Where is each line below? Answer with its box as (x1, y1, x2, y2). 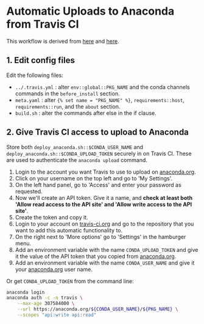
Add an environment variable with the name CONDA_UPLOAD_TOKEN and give (15, 246, 199, 253)
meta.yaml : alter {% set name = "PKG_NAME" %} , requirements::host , (15, 96, 185, 103)
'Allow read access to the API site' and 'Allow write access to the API (15, 201, 192, 208)
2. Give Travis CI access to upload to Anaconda (6, 127, 189, 138)
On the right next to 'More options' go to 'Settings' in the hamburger (15, 233, 186, 240)
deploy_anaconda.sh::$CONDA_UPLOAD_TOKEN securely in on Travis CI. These (6, 150, 192, 157)
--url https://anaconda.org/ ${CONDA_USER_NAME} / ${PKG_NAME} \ (17, 306, 178, 312)
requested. (15, 188, 43, 195)
